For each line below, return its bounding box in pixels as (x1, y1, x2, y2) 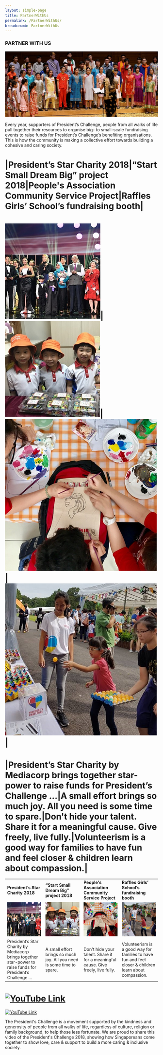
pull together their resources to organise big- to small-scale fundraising (5, 127, 148, 133)
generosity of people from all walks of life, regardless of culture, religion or (5, 1024, 155, 1030)
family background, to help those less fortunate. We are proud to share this (5, 1029, 155, 1035)
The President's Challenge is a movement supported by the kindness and (5, 1019, 152, 1024)
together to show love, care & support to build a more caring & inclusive (5, 1039, 148, 1045)
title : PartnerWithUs (5, 13, 49, 18)
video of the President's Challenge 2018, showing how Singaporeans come (5, 1034, 155, 1040)
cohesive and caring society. (5, 143, 63, 148)
